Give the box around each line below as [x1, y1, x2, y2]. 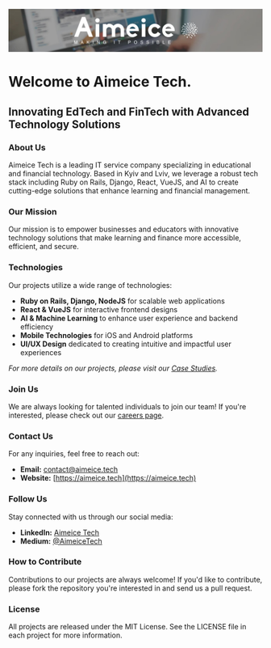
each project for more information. [8, 630, 123, 640]
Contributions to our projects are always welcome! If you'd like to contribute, [8, 574, 263, 584]
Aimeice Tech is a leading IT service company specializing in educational [8, 160, 252, 170]
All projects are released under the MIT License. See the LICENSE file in [8, 622, 247, 632]
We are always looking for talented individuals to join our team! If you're [8, 401, 247, 411]
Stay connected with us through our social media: [8, 511, 173, 522]
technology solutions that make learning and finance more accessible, [8, 233, 242, 243]
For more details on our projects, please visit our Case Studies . [8, 363, 218, 373]
